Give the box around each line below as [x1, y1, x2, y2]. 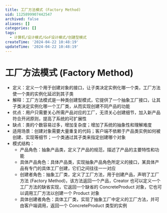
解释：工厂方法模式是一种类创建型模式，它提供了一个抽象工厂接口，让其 [12, 97, 161, 103]
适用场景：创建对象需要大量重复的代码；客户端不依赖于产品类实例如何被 [12, 128, 161, 134]
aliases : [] [5, 21, 30, 26]
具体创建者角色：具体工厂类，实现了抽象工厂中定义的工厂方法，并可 [19, 196, 160, 202]
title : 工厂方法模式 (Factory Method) [5, 7, 81, 12]
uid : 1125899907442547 [5, 12, 52, 17]
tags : [5, 30, 16, 35]
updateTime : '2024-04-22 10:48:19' [5, 44, 79, 49]
